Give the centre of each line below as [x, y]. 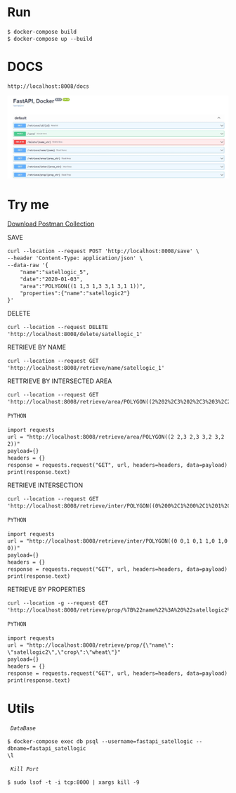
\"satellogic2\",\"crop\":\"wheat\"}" [64, 652]
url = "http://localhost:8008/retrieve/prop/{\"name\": [91, 645]
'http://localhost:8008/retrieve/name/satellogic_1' [86, 368]
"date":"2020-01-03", [51, 279]
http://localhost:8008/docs [48, 86]
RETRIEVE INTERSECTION [45, 485]
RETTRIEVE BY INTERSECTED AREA [60, 381]
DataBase [23, 728]
